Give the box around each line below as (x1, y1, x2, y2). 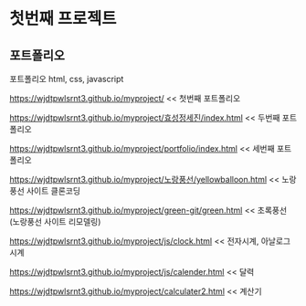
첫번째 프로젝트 (9, 8, 117, 29)
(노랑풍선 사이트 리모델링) (9, 216, 101, 227)
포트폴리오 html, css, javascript (9, 74, 124, 84)
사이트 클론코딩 (26, 185, 80, 196)
